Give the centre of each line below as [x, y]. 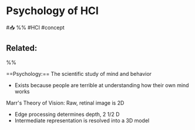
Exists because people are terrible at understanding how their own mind [102, 85]
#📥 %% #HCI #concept [35, 27]
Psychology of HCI [52, 11]
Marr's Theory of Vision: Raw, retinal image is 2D [65, 103]
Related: [22, 48]
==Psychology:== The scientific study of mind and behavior [79, 74]
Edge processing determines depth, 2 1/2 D [67, 114]
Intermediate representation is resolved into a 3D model [82, 120]
